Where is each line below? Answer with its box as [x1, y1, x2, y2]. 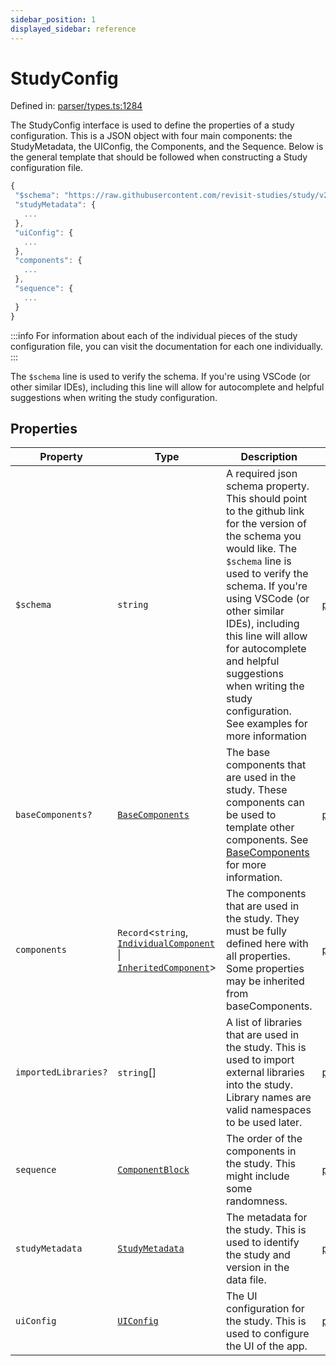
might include [226, 1169, 290, 1183]
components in [226, 1144, 297, 1158]
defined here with [226, 937, 309, 951]
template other [226, 821, 295, 835]
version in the [226, 1261, 290, 1275]
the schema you [226, 529, 302, 543]
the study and [226, 1248, 291, 1262]
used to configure [226, 1327, 310, 1341]
